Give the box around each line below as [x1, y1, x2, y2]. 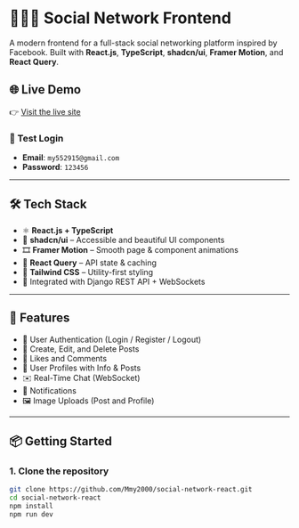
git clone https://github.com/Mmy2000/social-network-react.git [9, 485, 253, 494]
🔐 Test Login [9, 132, 64, 144]
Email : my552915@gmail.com [21, 152, 120, 163]
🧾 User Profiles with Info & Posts [21, 362, 141, 373]
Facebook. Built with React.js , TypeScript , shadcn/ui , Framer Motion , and [9, 46, 284, 57]
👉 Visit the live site [9, 106, 82, 117]
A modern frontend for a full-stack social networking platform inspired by [9, 37, 278, 48]
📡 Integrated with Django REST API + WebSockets [21, 276, 206, 287]
